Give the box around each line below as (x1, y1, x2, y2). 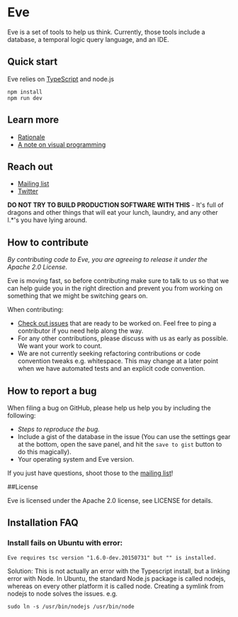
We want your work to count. (17, 342, 103, 350)
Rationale (17, 133, 45, 141)
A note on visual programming (17, 140, 106, 149)
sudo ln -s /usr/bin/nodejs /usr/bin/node (7, 603, 135, 610)
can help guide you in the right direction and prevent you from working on (7, 284, 223, 293)
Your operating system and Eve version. (17, 455, 135, 463)
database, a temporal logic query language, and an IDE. (7, 35, 170, 43)
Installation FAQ (7, 517, 79, 529)
